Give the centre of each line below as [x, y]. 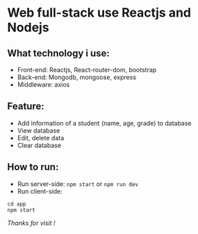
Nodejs [28, 27]
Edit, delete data [41, 137]
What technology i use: [58, 53]
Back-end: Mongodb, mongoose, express [77, 77]
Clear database [39, 145]
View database [39, 131]
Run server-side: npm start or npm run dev [78, 184]
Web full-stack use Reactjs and [99, 13]
